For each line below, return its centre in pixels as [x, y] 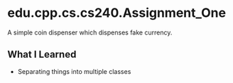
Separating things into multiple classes [74, 71]
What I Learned [42, 55]
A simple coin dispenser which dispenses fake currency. [90, 32]
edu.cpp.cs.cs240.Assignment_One [116, 13]
